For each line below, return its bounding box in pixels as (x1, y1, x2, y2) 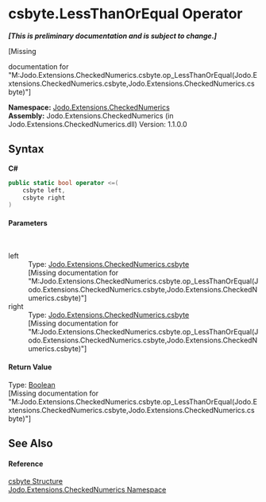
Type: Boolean (8, 380, 56, 389)
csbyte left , (22, 186, 66, 195)
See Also (8, 437, 53, 450)
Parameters (8, 218, 48, 227)
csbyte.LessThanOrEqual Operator (8, 5, 243, 23)
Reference (8, 458, 44, 469)
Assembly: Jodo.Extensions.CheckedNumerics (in (8, 110, 174, 120)
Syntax (8, 142, 44, 156)
